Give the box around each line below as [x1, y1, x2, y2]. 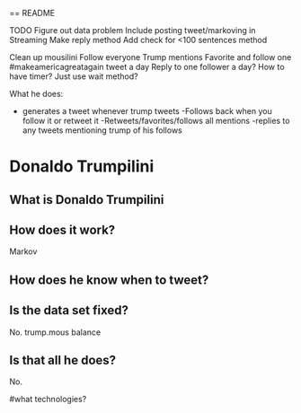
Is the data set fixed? [9, 303, 128, 318]
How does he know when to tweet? [9, 272, 209, 287]
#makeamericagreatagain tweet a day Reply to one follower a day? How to [9, 62, 285, 72]
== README [9, 8, 56, 18]
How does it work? [9, 222, 116, 237]
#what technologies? [9, 394, 87, 405]
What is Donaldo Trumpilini [9, 192, 164, 207]
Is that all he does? [9, 352, 117, 367]
